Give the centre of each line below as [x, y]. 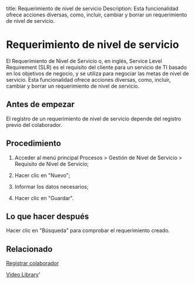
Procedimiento [34, 143]
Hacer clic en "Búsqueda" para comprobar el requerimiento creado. [88, 230]
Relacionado [29, 249]
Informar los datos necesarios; [52, 186]
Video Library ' [23, 275]
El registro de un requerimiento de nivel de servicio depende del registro [94, 118]
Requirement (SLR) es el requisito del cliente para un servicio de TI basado [96, 67]
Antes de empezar [40, 104]
